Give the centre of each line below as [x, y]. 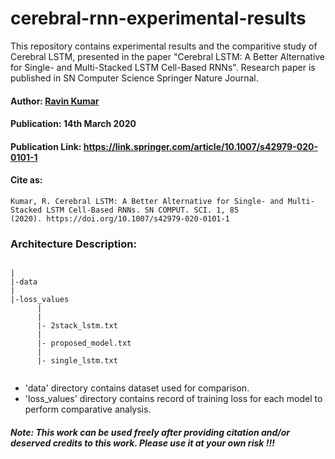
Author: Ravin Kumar [55, 101]
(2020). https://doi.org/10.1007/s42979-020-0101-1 [120, 218]
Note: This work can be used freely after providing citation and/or [150, 432]
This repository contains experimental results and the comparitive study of [164, 46]
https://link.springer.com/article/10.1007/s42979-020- [200, 146]
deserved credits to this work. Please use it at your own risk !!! [142, 443]
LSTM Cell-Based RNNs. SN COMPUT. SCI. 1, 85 [143, 210]
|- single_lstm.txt [77, 361]
